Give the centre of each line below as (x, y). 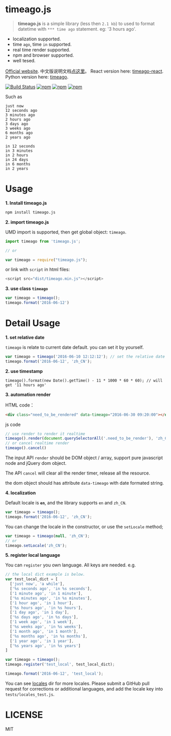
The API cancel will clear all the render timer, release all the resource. (78, 473)
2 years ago (18, 137)
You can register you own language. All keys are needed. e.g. (70, 565)
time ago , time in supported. (42, 44)
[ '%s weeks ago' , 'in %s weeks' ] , (46, 627)
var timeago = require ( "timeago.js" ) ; (46, 260)
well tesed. (24, 60)
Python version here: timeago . (37, 77)
